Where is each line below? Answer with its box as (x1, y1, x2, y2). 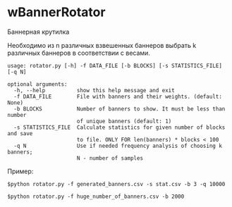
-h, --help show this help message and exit (13, 87, 175, 94)
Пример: (7, 167, 34, 175)
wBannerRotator (7, 4, 106, 20)
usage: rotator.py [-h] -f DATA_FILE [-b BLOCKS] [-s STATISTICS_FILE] (7, 62, 222, 69)
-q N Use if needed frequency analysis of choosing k (13, 142, 222, 149)
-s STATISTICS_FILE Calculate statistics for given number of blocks (13, 124, 226, 131)
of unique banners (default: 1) (76, 118, 172, 125)
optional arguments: (7, 80, 68, 88)
